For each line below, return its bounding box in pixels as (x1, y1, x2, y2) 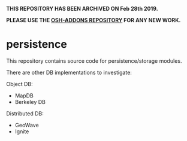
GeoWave (14, 121, 39, 128)
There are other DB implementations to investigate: (6, 69, 132, 76)
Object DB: (6, 80, 33, 87)
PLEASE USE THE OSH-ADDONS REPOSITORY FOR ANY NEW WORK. (6, 17, 181, 23)
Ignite (14, 128, 29, 135)
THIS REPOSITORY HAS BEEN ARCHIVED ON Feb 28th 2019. (6, 5, 158, 12)
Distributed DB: (6, 110, 44, 117)
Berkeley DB (14, 98, 46, 105)
